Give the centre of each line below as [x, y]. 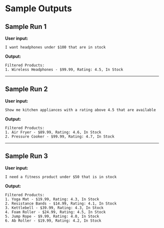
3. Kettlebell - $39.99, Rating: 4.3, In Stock [54, 208]
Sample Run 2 [26, 89]
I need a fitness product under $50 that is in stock [61, 177]
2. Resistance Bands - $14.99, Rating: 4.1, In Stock [61, 204]
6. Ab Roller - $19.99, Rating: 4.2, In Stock [53, 221]
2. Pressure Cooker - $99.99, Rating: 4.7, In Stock [60, 137]
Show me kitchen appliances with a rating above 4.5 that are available [81, 110]
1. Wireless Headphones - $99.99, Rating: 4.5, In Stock [64, 69]
